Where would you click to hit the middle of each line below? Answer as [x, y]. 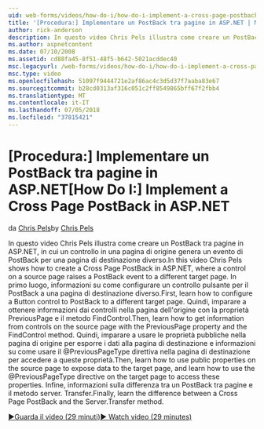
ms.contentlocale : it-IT [49, 103]
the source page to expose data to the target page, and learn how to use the [132, 368]
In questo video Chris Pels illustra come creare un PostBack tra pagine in [126, 243]
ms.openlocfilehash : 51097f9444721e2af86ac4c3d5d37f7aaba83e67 [114, 81]
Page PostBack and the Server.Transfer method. [86, 402]
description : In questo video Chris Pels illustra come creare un [119, 37]
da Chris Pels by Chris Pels [51, 227]
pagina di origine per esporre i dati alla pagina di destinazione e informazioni [132, 343]
